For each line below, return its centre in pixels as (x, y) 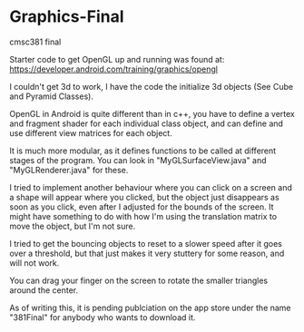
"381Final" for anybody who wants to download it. (103, 317)
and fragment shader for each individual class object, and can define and (147, 123)
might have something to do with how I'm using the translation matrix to (143, 216)
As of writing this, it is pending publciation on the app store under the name (151, 308)
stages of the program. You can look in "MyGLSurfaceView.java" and (138, 160)
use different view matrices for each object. (91, 132)
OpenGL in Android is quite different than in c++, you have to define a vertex (152, 113)
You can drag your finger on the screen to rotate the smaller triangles (139, 280)
